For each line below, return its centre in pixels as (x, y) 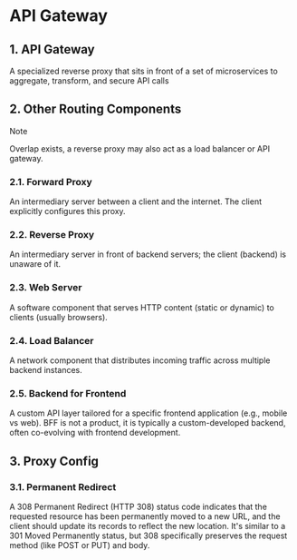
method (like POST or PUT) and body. (80, 545)
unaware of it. (35, 264)
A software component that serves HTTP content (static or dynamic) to (142, 307)
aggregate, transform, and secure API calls (89, 81)
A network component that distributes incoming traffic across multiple (140, 360)
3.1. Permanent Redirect (63, 486)
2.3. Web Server (46, 288)
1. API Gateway (52, 49)
